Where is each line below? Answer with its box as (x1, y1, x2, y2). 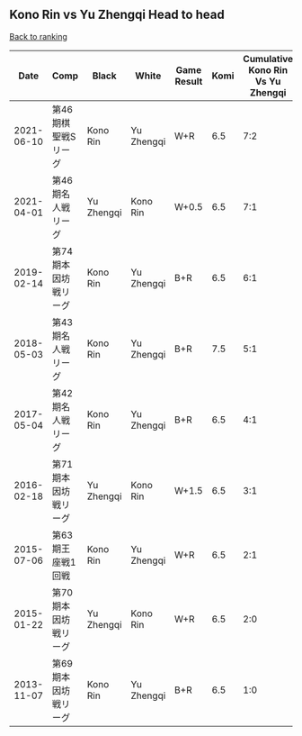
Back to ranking (9, 31, 67, 41)
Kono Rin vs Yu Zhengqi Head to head (9, 7, 225, 23)
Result (174, 75, 203, 87)
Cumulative (242, 52, 294, 65)
